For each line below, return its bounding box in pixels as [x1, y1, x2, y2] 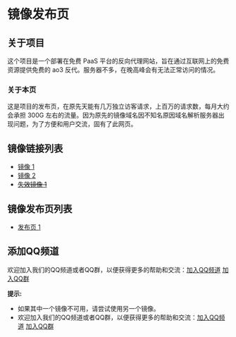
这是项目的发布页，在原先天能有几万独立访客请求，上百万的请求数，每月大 [7, 102, 223, 111]
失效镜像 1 [17, 180, 47, 189]
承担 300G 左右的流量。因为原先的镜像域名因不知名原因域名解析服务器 [13, 111, 218, 120]
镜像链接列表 [7, 142, 63, 154]
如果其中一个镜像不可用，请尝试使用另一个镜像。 [17, 304, 160, 312]
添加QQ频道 [7, 245, 59, 257]
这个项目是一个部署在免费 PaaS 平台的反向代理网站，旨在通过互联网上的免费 [7, 57, 230, 65]
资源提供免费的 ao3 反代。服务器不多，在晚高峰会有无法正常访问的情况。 [7, 66, 220, 74]
